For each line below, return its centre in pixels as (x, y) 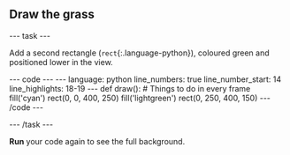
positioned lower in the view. (61, 62)
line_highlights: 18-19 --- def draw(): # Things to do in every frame (130, 88)
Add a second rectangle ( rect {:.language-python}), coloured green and (139, 53)
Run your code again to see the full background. (97, 141)
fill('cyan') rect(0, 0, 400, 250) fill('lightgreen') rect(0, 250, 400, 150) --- (140, 98)
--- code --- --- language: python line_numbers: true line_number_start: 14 (145, 79)
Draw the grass (52, 15)
